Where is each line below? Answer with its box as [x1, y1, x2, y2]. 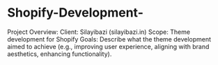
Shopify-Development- [7, 5, 144, 21]
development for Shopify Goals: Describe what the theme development [7, 35, 211, 43]
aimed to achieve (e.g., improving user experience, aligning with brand [7, 42, 210, 50]
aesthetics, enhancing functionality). [7, 50, 112, 58]
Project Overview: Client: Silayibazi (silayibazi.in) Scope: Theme [7, 28, 190, 36]
